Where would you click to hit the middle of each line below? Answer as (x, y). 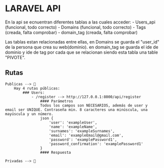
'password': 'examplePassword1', (83, 140)
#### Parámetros (57, 101)
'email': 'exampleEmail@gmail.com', (86, 135)
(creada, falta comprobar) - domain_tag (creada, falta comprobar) (71, 32)
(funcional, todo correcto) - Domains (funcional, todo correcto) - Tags (75, 27)
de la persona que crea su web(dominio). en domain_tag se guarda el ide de (82, 47)
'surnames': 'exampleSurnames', (82, 131)
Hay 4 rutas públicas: (37, 88)
